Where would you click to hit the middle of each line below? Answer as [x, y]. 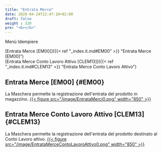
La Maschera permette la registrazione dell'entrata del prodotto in [71, 94]
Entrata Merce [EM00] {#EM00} [55, 82]
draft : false [18, 19]
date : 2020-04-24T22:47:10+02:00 [39, 14]
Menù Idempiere [22, 42]
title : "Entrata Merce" [29, 10]
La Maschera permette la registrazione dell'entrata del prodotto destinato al [81, 134]
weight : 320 [18, 23]
